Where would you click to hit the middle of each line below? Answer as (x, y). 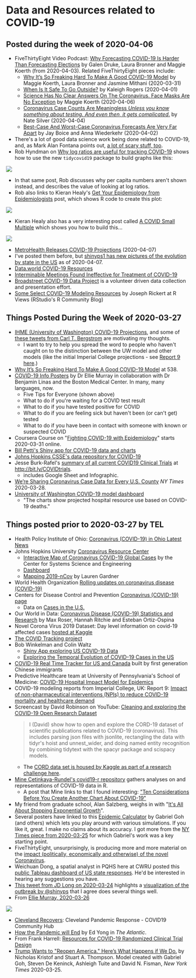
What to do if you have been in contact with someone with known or (105, 425)
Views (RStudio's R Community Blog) (59, 300)
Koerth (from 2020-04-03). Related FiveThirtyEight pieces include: (94, 71)
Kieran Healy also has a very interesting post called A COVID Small (94, 221)
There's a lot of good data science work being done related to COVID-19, (102, 139)
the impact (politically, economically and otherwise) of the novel (91, 854)
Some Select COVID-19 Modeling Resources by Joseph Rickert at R (95, 293)
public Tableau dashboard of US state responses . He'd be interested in (99, 873)
